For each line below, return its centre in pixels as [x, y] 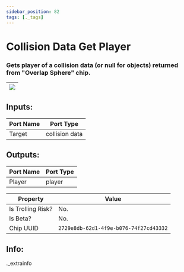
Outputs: [23, 155]
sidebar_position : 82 [33, 12]
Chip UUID [24, 228]
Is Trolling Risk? [31, 208]
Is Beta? [20, 219]
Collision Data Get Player [69, 47]
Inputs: [20, 107]
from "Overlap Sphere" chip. [48, 72]
